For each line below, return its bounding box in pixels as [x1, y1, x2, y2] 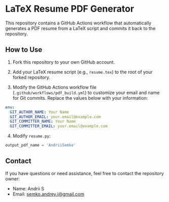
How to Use [5, 45, 43, 54]
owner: [5, 176, 20, 182]
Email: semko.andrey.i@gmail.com [12, 191, 85, 197]
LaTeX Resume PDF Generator [5, 3, 134, 15]
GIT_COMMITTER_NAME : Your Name [10, 119, 76, 124]
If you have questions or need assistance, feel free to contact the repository [5, 170, 164, 176]
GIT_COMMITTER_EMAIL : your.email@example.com [10, 124, 108, 129]
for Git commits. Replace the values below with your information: [12, 95, 148, 101]
